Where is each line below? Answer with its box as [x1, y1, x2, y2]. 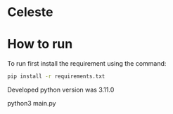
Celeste [7, 4, 54, 20]
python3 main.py [7, 99, 56, 107]
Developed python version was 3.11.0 [7, 85, 115, 94]
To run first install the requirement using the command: [7, 59, 167, 68]
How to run [7, 36, 73, 52]
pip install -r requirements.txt [7, 73, 105, 80]
